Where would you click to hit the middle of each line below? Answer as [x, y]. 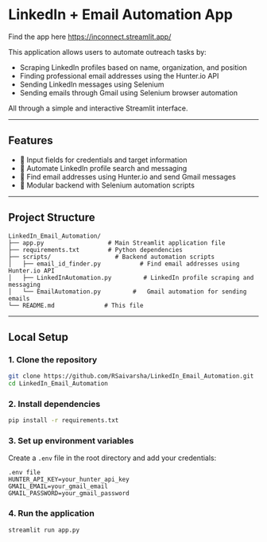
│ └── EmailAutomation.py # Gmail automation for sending [128, 292]
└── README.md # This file [76, 305]
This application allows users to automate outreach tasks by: [107, 52]
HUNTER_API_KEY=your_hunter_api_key [69, 480]
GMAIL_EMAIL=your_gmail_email [58, 486]
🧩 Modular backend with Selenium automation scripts [107, 185]
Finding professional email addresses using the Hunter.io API [119, 75]
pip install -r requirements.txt [64, 420]
